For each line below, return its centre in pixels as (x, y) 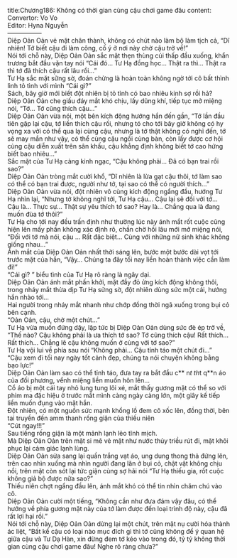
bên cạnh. (22, 312)
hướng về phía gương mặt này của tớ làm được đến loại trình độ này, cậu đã (117, 509)
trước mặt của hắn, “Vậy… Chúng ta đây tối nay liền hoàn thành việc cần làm (119, 259)
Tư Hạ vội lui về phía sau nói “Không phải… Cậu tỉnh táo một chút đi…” (110, 350)
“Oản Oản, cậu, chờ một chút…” (54, 320)
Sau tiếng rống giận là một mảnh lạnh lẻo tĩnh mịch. (82, 433)
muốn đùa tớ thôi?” (35, 214)
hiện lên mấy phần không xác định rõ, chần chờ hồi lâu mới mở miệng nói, (115, 229)
